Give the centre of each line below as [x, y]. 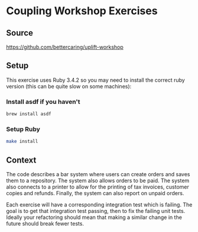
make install [22, 142]
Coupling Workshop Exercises [82, 11]
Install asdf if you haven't [43, 101]
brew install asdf [29, 114]
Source [20, 33]
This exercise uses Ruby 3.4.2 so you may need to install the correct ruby [95, 80]
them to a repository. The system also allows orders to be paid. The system [98, 180]
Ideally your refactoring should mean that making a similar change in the [94, 217]
